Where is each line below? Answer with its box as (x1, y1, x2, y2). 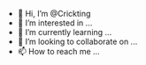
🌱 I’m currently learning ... (17, 27, 112, 37)
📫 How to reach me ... (17, 47, 100, 56)
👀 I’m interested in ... (17, 18, 93, 28)
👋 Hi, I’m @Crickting (17, 9, 91, 18)
